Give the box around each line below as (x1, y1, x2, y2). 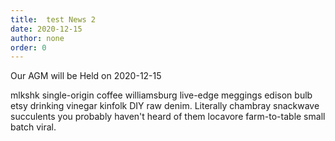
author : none (10, 33, 65, 43)
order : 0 (10, 42, 47, 53)
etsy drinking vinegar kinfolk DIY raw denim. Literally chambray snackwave (10, 100, 320, 112)
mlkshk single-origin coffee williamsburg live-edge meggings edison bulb (10, 89, 313, 101)
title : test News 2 (10, 14, 97, 25)
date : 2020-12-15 (10, 24, 83, 34)
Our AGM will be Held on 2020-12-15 (10, 70, 162, 82)
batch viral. (10, 121, 57, 133)
